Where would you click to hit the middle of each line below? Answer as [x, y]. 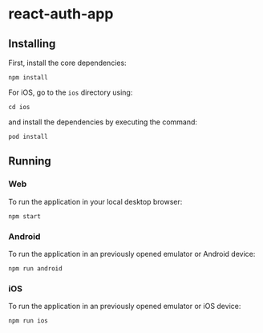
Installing [32, 44]
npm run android [35, 268]
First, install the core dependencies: [67, 63]
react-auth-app [61, 14]
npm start [25, 216]
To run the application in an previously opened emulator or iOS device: [125, 307]
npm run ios [28, 321]
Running [30, 161]
